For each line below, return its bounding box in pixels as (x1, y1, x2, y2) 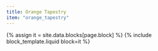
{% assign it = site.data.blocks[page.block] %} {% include (6, 31, 152, 38)
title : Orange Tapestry (6, 8, 67, 15)
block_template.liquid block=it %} (6, 38, 91, 45)
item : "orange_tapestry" (6, 15, 69, 21)
